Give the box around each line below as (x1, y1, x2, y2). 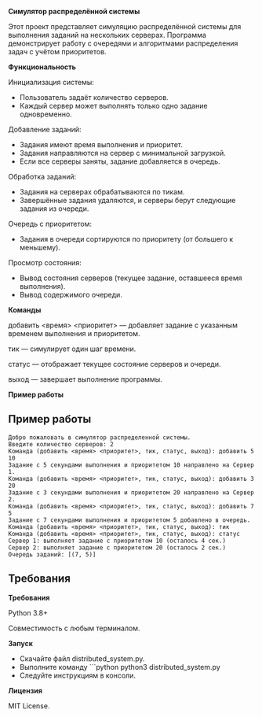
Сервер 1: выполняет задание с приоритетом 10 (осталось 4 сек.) (8, 537, 226, 545)
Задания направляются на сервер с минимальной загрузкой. (19, 149, 226, 157)
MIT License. (8, 700, 50, 711)
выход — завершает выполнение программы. (8, 375, 162, 384)
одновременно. (19, 109, 72, 119)
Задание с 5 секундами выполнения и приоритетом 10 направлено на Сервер (8, 460, 255, 469)
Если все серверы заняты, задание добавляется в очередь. (19, 157, 221, 166)
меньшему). (19, 243, 61, 252)
